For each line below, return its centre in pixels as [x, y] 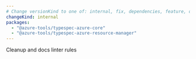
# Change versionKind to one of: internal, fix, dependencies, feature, [96, 11]
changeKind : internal [32, 17]
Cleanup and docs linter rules [41, 50]
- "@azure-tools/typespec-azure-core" [59, 28]
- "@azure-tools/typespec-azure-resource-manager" [74, 33]
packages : [18, 22]
